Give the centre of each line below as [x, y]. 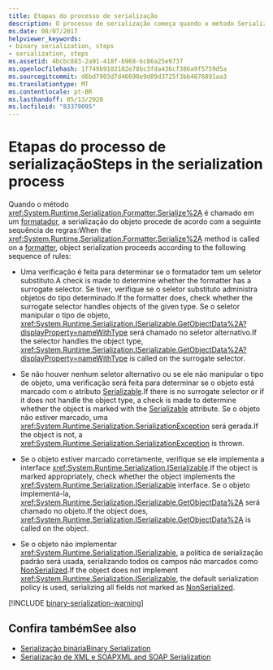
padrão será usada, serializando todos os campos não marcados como [139, 562]
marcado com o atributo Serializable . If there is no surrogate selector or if [142, 392]
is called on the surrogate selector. [188, 358]
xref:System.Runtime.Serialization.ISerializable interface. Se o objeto [135, 485]
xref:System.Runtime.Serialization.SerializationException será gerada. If [139, 426]
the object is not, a [51, 435]
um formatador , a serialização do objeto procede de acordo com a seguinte [135, 221]
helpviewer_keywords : [45, 39]
